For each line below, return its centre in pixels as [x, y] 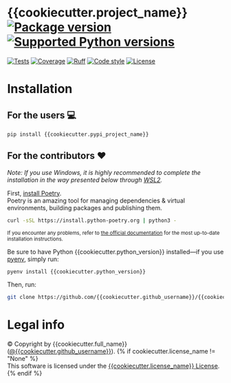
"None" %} [23, 359]
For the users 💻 [42, 115]
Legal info [36, 325]
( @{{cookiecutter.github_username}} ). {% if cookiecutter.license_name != [111, 351]
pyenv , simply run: [33, 259]
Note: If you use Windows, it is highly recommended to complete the [104, 172]
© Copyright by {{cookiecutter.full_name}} [67, 344]
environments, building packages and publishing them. [85, 207]
